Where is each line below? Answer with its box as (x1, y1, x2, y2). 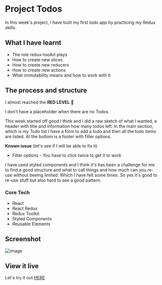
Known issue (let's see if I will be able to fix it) (5, 143, 98, 149)
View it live (5, 262, 39, 270)
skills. (5, 24, 16, 30)
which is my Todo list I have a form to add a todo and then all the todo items (5, 128, 156, 134)
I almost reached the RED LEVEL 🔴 (5, 99, 74, 105)
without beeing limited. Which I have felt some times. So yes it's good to (13, 172, 158, 178)
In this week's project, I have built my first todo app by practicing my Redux (5, 19, 156, 25)
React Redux (12, 205, 38, 211)
